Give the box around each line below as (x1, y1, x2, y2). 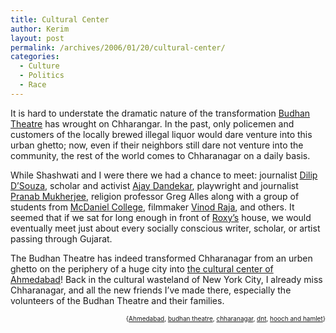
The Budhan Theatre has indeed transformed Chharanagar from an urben (10, 252, 313, 264)
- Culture (19, 61, 60, 71)
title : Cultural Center (10, 14, 110, 25)
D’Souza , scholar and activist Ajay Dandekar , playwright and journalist (10, 179, 299, 191)
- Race (19, 80, 47, 90)
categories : (10, 52, 60, 62)
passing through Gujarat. (10, 232, 113, 245)
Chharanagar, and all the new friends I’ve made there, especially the (10, 284, 292, 296)
